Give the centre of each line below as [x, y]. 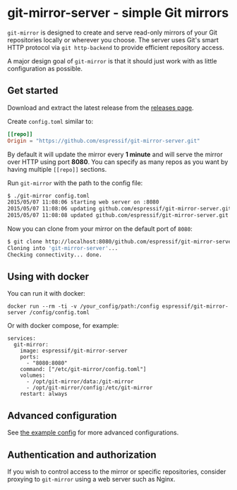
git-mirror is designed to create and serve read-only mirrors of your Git [112, 32]
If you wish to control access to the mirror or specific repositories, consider [117, 472]
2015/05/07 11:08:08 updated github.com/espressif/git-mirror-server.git [118, 215]
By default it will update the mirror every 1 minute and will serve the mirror [115, 154]
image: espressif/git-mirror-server [74, 351]
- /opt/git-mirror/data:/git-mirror [80, 382]
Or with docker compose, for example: [63, 326]
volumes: [33, 376]
